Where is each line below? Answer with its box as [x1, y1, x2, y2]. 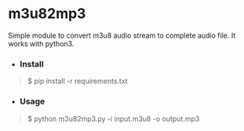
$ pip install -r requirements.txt [27, 76, 128, 86]
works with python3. [8, 38, 75, 48]
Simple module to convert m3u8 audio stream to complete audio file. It [8, 31, 236, 40]
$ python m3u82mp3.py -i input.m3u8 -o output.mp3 [27, 114, 200, 123]
